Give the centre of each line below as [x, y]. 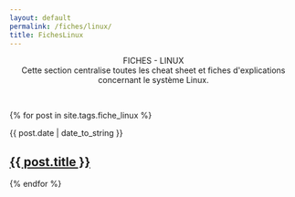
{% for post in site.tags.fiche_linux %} [81, 116]
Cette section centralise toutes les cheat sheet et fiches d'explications [153, 70]
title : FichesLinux [47, 35]
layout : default [40, 18]
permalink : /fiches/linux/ [61, 26]
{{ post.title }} [50, 162]
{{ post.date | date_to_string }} [66, 133]
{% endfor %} [36, 184]
